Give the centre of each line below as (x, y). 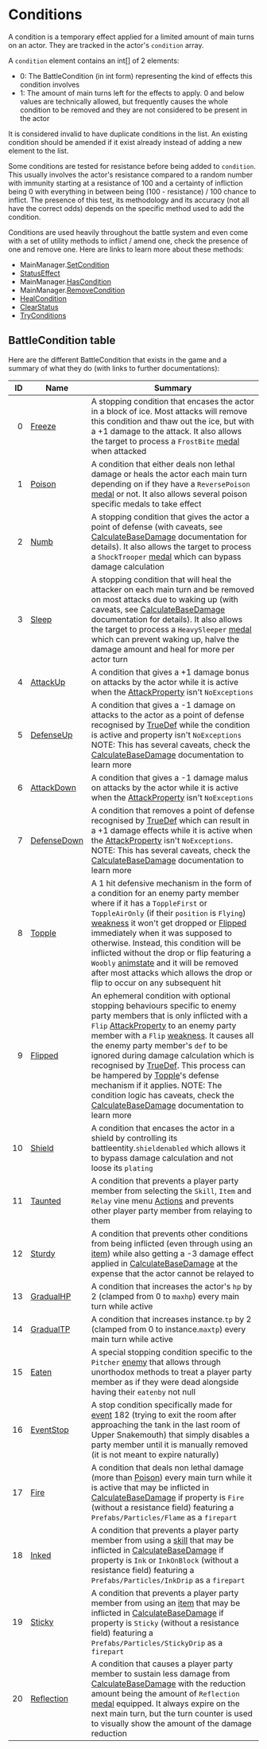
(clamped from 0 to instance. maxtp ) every (168, 1329)
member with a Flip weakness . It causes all (172, 1035)
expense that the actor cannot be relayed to (172, 1274)
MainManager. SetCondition (64, 264)
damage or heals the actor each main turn (169, 474)
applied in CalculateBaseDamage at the (164, 1263)
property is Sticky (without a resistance (165, 1622)
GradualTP (50, 1329)
